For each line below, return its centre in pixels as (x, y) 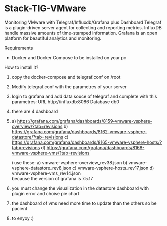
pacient (20, 208)
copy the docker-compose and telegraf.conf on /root (66, 77)
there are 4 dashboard (35, 111)
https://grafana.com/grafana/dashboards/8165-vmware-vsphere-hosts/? (87, 142)
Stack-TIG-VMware (45, 9)
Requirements (19, 48)
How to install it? (22, 67)
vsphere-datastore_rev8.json (42, 168)
